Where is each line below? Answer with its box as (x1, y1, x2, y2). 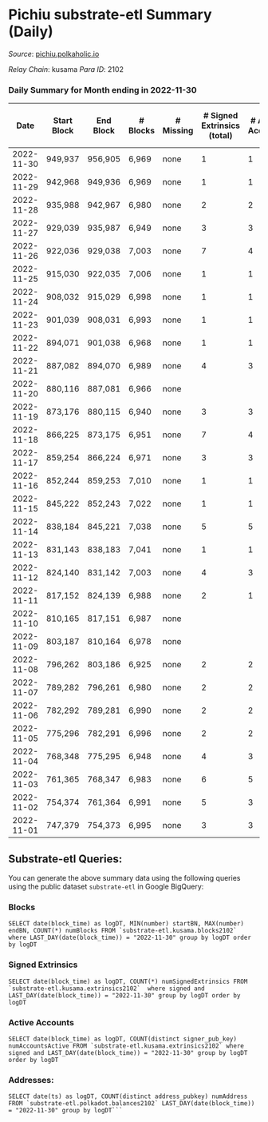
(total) (208, 130, 233, 141)
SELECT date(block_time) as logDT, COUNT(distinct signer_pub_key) (8, 1035, 238, 1043)
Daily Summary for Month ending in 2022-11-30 (8, 84, 197, 95)
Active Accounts (8, 1017, 74, 1028)
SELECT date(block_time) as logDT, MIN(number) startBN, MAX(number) (8, 920, 245, 928)
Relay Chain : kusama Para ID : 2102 (8, 64, 124, 74)
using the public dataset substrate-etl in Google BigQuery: (8, 881, 204, 892)
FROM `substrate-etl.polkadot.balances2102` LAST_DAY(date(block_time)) (8, 1100, 255, 1108)
